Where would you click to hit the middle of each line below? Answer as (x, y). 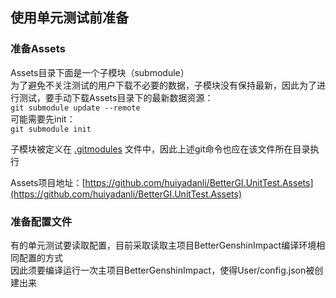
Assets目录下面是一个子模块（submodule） (100, 72)
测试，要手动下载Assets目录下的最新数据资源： (116, 97)
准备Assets (38, 49)
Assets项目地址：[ (48, 182)
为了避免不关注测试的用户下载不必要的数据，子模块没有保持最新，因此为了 (163, 85)
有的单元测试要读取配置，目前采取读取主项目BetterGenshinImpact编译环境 (163, 245)
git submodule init (51, 129)
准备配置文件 (41, 221)
